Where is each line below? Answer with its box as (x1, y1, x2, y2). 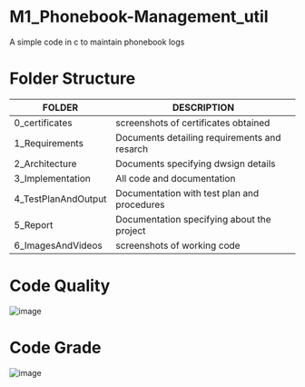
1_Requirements (14, 136, 84, 149)
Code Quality (9, 275, 111, 296)
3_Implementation (14, 172, 91, 184)
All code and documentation (115, 172, 236, 184)
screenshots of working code (115, 239, 241, 252)
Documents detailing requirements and (115, 131, 281, 144)
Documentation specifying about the (115, 213, 271, 225)
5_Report (14, 218, 54, 231)
